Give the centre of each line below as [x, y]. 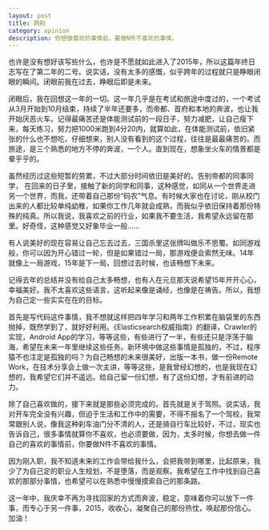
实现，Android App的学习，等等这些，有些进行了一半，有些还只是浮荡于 [127, 337]
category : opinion [39, 30]
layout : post [30, 16]
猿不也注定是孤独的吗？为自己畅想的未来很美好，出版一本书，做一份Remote [133, 357]
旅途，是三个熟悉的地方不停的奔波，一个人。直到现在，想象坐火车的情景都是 [134, 149]
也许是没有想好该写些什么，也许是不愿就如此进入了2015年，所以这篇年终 [128, 62]
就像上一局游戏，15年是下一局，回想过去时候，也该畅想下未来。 [113, 263]
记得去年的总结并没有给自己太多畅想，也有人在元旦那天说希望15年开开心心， [134, 280]
